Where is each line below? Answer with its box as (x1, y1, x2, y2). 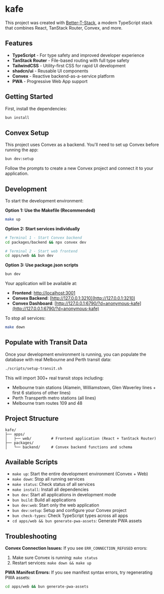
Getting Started (5, 92, 53, 101)
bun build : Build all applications (12, 497, 76, 503)
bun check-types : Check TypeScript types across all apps (12, 512, 128, 519)
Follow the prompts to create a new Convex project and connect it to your (5, 166, 154, 171)
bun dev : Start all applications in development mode (12, 492, 117, 498)
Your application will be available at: (5, 281, 77, 286)
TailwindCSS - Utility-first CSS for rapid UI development (12, 62, 126, 68)
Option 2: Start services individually (5, 226, 80, 231)
